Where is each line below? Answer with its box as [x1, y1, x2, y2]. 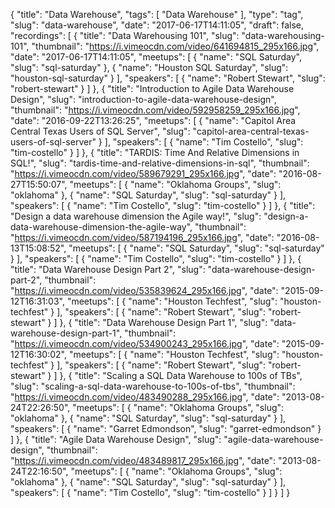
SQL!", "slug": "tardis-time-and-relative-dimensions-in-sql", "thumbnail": [10, 157, 310, 169]
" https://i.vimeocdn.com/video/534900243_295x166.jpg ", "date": [10, 338, 280, 349]
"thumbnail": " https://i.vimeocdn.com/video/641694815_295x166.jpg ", [31, 40, 320, 52]
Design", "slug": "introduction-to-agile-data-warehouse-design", [10, 94, 277, 105]
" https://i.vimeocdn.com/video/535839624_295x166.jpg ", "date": [10, 285, 279, 296]
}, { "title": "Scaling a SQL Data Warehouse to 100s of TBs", [59, 370, 303, 381]
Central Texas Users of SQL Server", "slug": [10, 125, 191, 137]
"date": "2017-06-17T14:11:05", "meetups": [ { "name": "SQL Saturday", [10, 51, 302, 63]
